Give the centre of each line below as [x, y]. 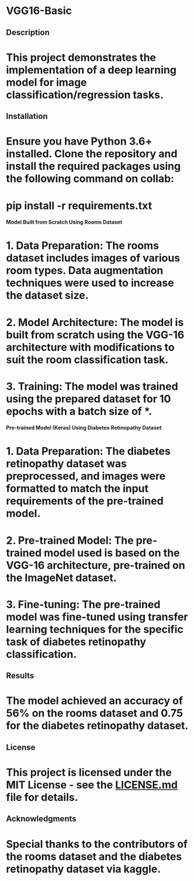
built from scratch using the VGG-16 [95, 335]
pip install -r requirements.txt [79, 205]
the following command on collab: [90, 179]
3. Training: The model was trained [92, 386]
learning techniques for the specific [95, 629]
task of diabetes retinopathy [76, 642]
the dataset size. [47, 295]
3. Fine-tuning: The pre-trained [83, 604]
